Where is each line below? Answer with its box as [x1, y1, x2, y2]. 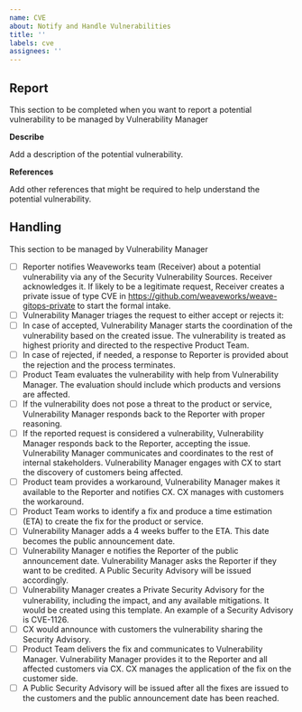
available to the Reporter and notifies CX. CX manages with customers [22, 487, 285, 498]
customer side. [22, 672, 78, 683]
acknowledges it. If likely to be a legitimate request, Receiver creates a [22, 281, 285, 292]
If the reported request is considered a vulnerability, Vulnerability [22, 428, 264, 439]
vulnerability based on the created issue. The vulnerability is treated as [22, 330, 287, 341]
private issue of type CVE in [22, 290, 126, 301]
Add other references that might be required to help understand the [9, 183, 260, 194]
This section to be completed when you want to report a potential [9, 104, 252, 115]
